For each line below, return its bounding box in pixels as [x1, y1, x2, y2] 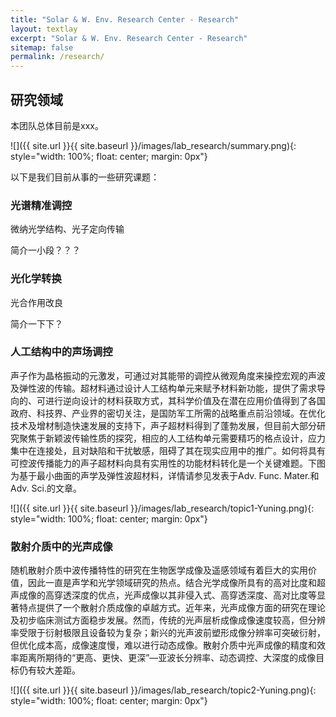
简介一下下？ [10, 317, 63, 330]
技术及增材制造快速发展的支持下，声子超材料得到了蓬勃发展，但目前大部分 [10, 419, 317, 431]
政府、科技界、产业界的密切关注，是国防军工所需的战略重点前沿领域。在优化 [10, 407, 326, 419]
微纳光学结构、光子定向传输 [10, 223, 125, 235]
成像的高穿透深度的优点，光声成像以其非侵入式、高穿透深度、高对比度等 [18, 589, 317, 601]
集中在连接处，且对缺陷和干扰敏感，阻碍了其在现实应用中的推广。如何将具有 [10, 444, 326, 456]
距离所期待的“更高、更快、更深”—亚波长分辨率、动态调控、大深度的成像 [18, 652, 317, 664]
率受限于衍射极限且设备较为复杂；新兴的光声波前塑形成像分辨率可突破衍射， [10, 627, 326, 639]
